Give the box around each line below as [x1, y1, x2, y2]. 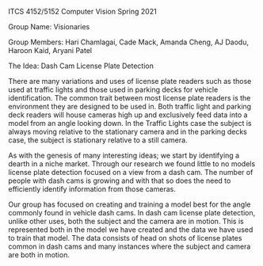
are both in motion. [8, 250, 70, 260]
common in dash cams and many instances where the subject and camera [8, 241, 251, 251]
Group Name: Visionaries [8, 22, 90, 31]
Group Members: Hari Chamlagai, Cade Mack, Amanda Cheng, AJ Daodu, [8, 37, 250, 47]
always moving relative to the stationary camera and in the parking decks [8, 127, 247, 136]
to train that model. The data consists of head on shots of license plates [8, 234, 242, 242]
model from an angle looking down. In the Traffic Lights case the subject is [8, 119, 252, 127]
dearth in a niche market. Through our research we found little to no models [8, 159, 256, 169]
